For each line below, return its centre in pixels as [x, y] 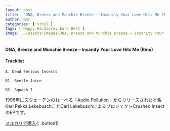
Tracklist [15, 61]
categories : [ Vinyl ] [29, 24]
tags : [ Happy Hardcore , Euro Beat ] [45, 29]
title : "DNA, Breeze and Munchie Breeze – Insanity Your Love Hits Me [82, 15]
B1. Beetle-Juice [24, 81]
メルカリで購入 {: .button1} [32, 123]
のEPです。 [17, 113]
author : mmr [18, 19]
